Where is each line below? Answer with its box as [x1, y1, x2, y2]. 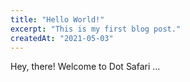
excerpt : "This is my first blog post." [10, 24, 182, 34]
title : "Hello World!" [10, 14, 105, 25]
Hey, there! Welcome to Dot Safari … [10, 61, 161, 73]
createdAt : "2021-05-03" [10, 33, 114, 43]
